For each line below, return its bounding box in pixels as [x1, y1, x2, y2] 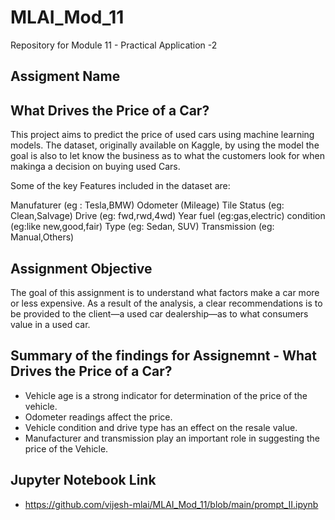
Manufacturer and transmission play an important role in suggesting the [24, 432, 320, 444]
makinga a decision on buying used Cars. [10, 161, 181, 173]
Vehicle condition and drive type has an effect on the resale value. [24, 421, 298, 433]
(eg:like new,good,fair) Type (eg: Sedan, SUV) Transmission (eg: [10, 221, 275, 233]
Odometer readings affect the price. [24, 411, 173, 423]
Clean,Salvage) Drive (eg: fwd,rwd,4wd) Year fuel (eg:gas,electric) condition [10, 210, 326, 222]
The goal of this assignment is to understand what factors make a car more [10, 286, 320, 298]
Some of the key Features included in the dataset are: [10, 180, 231, 192]
